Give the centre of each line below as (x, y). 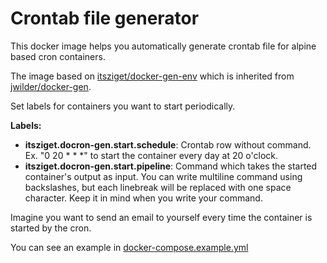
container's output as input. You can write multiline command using (163, 176)
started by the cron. (51, 228)
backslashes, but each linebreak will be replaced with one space (158, 187)
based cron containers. (58, 56)
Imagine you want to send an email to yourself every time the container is (161, 217)
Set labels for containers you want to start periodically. (123, 106)
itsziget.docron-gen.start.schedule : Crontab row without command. (168, 144)
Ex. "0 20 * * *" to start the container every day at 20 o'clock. (151, 155)
